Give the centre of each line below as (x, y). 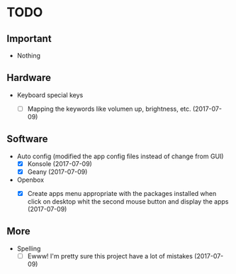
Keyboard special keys (50, 95)
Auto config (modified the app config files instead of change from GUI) (120, 156)
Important (29, 39)
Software (27, 139)
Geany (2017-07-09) (57, 172)
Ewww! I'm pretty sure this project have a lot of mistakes (110, 256)
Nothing (28, 55)
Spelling (29, 248)
